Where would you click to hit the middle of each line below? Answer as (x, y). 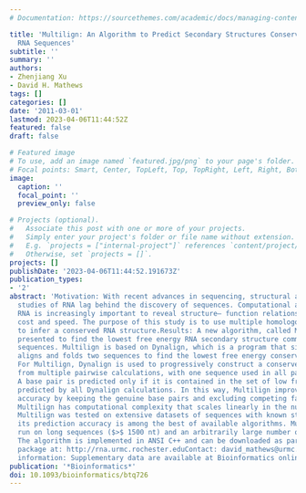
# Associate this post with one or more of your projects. (128, 229)
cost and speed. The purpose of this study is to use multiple (140, 322)
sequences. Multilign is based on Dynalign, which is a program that (152, 348)
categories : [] (38, 102)
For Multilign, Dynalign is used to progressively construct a (140, 365)
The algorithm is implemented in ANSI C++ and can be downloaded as (150, 441)
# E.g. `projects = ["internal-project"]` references (117, 246)
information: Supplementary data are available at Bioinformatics (146, 457)
